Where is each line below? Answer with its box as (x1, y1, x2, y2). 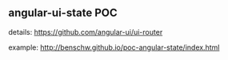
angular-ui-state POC (8, 6, 118, 20)
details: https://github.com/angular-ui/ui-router (8, 27, 163, 36)
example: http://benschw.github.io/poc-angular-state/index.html (8, 43, 220, 52)
